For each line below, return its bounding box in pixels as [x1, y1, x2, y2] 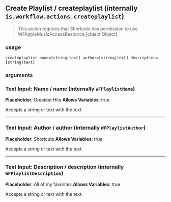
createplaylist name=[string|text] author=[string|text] [5, 56, 129, 61]
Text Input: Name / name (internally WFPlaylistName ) [5, 85, 135, 92]
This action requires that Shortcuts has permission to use [17, 26, 138, 32]
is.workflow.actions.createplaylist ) [5, 12, 125, 21]
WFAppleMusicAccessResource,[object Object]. [17, 31, 119, 37]
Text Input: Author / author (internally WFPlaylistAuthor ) [5, 124, 146, 132]
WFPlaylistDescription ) [5, 169, 64, 176]
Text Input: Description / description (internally [5, 163, 124, 170]
